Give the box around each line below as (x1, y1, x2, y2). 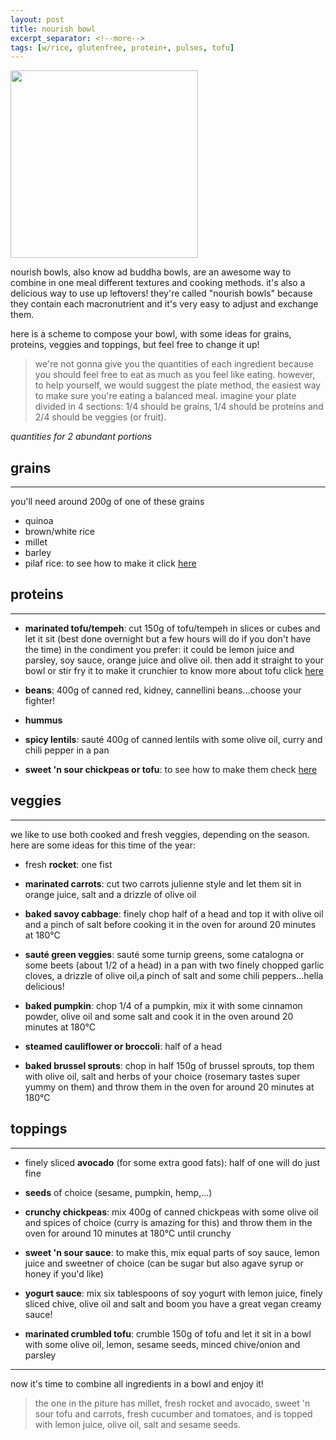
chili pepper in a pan (24, 744, 110, 756)
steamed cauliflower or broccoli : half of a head (24, 1040, 223, 1052)
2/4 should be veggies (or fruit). (34, 411, 167, 423)
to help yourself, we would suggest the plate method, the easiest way (34, 379, 322, 391)
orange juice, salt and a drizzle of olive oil (24, 888, 197, 900)
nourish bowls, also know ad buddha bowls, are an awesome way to (10, 266, 292, 278)
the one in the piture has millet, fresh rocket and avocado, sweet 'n (34, 1397, 311, 1409)
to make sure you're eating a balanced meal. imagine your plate (34, 390, 297, 402)
